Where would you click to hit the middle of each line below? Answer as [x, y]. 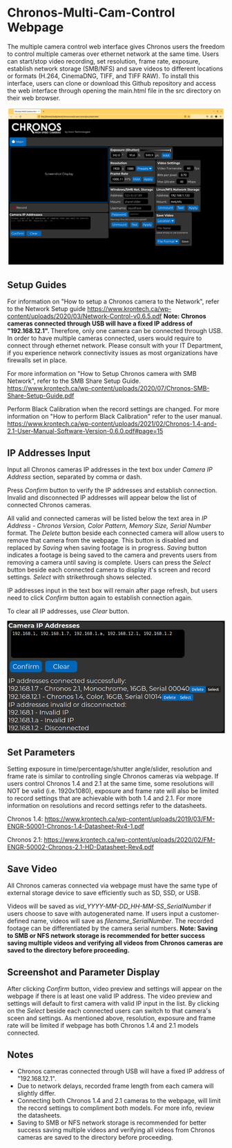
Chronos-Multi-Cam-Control [91, 13]
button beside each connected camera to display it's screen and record [109, 570]
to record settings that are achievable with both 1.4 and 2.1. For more [105, 798]
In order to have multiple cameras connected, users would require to [105, 338]
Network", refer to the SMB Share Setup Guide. [74, 381]
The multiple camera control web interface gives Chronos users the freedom [116, 46]
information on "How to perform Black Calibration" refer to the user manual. [115, 417]
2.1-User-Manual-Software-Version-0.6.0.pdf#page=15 [85, 431]
